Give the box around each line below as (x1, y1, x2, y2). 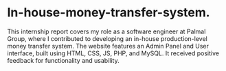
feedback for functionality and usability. (7, 56, 120, 64)
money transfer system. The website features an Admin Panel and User (7, 42, 210, 50)
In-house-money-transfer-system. (7, 5, 211, 20)
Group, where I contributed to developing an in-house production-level (7, 34, 207, 42)
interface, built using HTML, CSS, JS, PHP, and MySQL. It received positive (7, 49, 220, 57)
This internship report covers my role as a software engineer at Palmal (7, 27, 206, 35)
